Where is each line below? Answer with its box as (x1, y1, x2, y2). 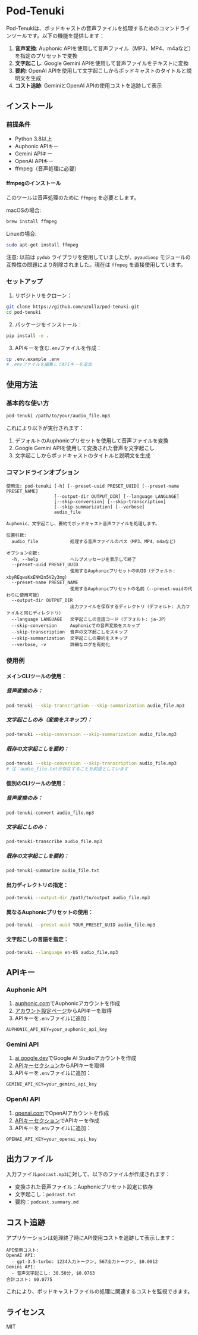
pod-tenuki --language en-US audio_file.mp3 (6, 949, 118, 955)
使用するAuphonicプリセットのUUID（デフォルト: (70, 568, 176, 574)
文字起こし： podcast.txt (14, 1191, 76, 1198)
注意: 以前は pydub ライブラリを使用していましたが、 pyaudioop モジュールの (6, 253, 191, 260)
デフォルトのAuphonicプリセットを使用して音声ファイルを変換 (14, 436, 169, 444)
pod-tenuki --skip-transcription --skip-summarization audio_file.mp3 (6, 703, 185, 709)
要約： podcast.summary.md (14, 1198, 79, 1205)
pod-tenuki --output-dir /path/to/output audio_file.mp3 (6, 895, 150, 901)
